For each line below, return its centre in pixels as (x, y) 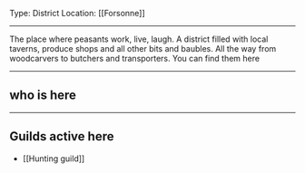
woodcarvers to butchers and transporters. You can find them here (135, 58)
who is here (43, 96)
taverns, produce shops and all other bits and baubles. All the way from (143, 48)
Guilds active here (62, 136)
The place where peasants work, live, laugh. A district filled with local (139, 39)
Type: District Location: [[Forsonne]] (77, 13)
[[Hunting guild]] (54, 159)
